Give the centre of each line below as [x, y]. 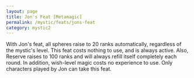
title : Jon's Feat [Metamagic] [44, 17]
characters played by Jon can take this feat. [59, 69]
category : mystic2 [28, 28]
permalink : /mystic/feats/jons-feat [51, 22]
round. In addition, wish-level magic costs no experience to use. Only [89, 63]
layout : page [22, 11]
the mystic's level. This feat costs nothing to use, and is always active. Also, [97, 51]
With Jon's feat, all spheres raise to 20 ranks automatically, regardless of [94, 44]
